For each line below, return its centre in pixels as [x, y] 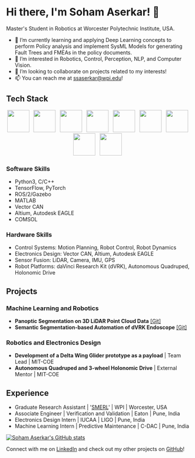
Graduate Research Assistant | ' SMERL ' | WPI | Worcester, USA [91, 407]
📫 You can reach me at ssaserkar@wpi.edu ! [69, 78]
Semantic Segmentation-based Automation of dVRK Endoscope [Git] [101, 327]
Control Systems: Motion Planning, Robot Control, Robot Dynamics [95, 247]
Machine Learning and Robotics [52, 308]
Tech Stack [27, 99]
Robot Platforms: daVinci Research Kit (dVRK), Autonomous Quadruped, [102, 266]
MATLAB [25, 201]
